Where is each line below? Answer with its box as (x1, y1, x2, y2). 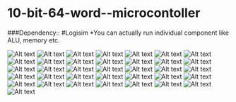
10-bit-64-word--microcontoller (7, 5, 201, 21)
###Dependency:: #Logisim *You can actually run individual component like (7, 28, 230, 37)
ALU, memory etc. (7, 35, 60, 44)
